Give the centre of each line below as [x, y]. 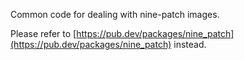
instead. [190, 44]
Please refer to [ [43, 33]
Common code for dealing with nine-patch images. [115, 14]
